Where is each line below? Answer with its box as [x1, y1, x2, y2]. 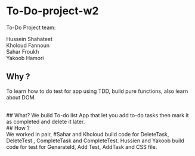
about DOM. [6, 93, 36, 101]
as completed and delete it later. [6, 118, 85, 125]
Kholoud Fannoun [6, 42, 49, 49]
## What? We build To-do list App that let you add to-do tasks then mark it [6, 111, 189, 118]
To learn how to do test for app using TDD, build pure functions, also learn [6, 88, 188, 95]
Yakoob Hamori [6, 54, 44, 61]
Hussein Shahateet [6, 35, 52, 42]
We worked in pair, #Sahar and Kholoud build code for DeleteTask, [6, 130, 169, 138]
